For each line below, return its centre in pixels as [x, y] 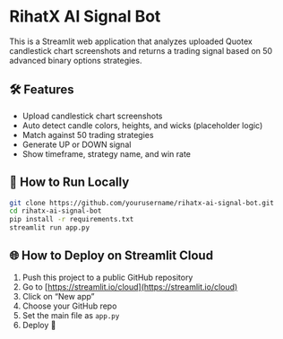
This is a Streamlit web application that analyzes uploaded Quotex [131, 41]
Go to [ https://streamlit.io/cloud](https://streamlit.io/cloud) [130, 287]
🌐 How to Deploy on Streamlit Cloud [111, 256]
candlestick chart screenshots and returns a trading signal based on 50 [141, 50]
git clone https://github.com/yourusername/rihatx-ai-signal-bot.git [142, 203]
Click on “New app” [58, 296]
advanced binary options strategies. [76, 60]
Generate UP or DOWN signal [77, 144]
